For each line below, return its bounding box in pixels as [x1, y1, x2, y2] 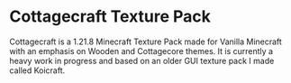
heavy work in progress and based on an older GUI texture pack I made [9, 55, 275, 66]
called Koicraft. [9, 65, 66, 76]
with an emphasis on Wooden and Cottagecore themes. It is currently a [9, 45, 273, 56]
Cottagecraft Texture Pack [9, 6, 212, 27]
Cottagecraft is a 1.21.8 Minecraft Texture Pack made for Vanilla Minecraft [9, 36, 282, 47]
